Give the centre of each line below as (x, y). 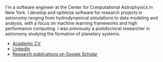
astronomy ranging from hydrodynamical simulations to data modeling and (81, 18)
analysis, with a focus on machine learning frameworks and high (71, 23)
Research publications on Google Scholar (55, 54)
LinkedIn (21, 49)
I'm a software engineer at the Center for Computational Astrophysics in (79, 7)
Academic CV (26, 43)
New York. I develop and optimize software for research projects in (74, 12)
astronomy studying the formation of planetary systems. (63, 34)
